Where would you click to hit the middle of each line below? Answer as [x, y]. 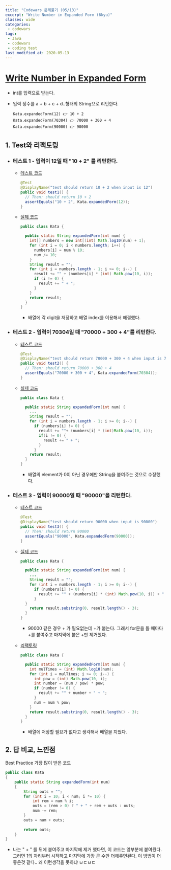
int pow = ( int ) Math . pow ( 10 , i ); [70, 679]
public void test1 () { [44, 192]
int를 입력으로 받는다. [34, 93]
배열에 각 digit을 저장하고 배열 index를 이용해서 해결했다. [84, 318]
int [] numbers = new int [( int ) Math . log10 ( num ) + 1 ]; [88, 241]
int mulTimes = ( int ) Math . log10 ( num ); [72, 669]
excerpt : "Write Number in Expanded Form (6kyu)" [59, 15]
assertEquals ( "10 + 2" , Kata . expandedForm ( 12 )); [77, 202]
